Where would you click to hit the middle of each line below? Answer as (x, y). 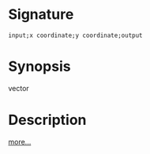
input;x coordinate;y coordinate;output (76, 35)
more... (20, 141)
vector (19, 88)
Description (47, 120)
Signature (41, 15)
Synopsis (39, 66)
